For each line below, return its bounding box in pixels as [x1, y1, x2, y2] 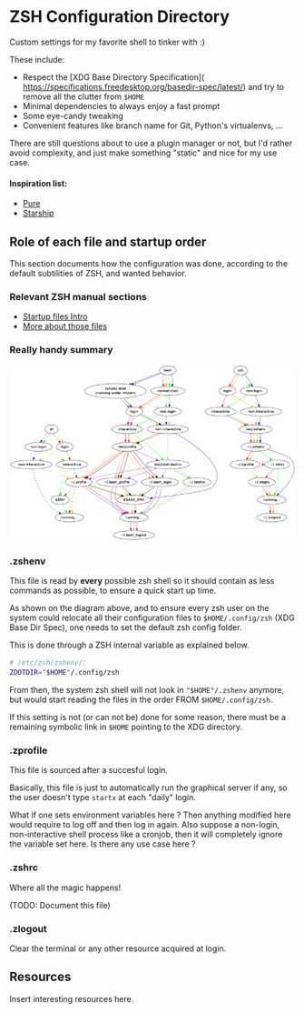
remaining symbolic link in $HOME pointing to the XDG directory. [9, 721, 243, 733]
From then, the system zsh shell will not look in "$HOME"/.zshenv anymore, [9, 685, 285, 696]
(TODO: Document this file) [9, 899, 111, 910]
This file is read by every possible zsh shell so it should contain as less [9, 576, 275, 587]
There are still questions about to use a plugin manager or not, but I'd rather [9, 137, 293, 148]
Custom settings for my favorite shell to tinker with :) [9, 36, 206, 47]
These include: [9, 54, 65, 65]
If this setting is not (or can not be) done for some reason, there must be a [9, 712, 287, 723]
